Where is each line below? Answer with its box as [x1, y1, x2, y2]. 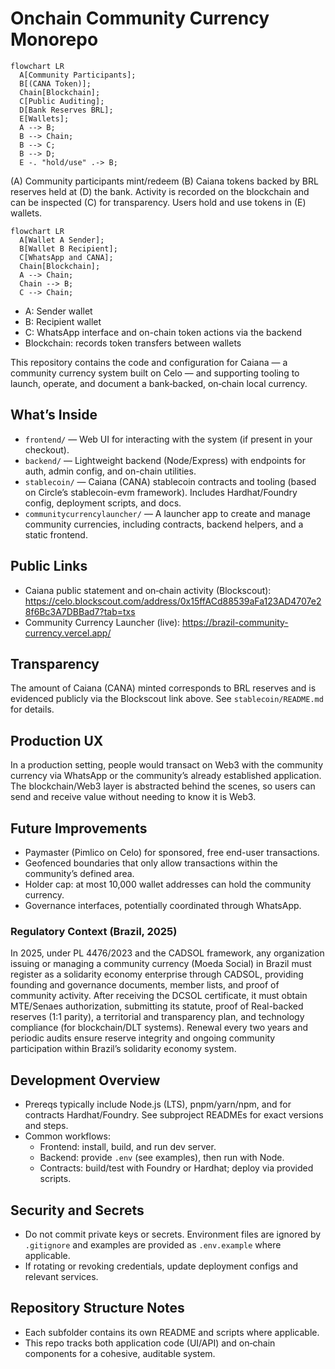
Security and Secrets [10, 1202, 145, 1219]
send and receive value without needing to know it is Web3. [10, 791, 257, 803]
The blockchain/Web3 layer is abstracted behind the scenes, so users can [10, 780, 316, 792]
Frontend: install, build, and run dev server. [39, 1141, 217, 1153]
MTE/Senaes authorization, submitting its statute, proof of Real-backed [10, 1000, 304, 1012]
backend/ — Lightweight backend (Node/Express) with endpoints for [24, 454, 306, 466]
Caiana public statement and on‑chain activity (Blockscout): [24, 584, 272, 596]
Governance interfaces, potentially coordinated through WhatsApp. [24, 900, 302, 911]
